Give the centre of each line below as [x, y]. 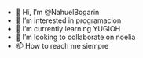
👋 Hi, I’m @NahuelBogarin [57, 12]
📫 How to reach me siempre [62, 46]
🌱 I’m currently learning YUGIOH [68, 29]
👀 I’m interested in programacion [68, 20]
